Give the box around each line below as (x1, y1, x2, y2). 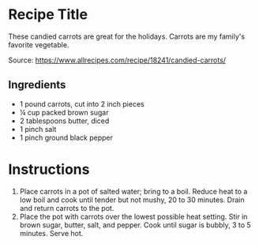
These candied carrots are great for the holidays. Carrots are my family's (8, 32, 246, 41)
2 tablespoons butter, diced (19, 116, 110, 126)
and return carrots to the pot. (19, 203, 114, 212)
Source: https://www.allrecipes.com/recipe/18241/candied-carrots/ (8, 55, 227, 65)
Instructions (8, 160, 90, 178)
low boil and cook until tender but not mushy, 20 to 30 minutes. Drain (19, 195, 245, 205)
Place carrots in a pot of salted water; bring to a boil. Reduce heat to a (19, 186, 248, 196)
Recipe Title (8, 6, 88, 24)
